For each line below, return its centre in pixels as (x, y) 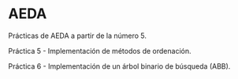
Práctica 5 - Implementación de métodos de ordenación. (100, 51)
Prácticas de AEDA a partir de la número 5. (78, 36)
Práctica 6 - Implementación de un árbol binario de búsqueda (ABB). (119, 66)
